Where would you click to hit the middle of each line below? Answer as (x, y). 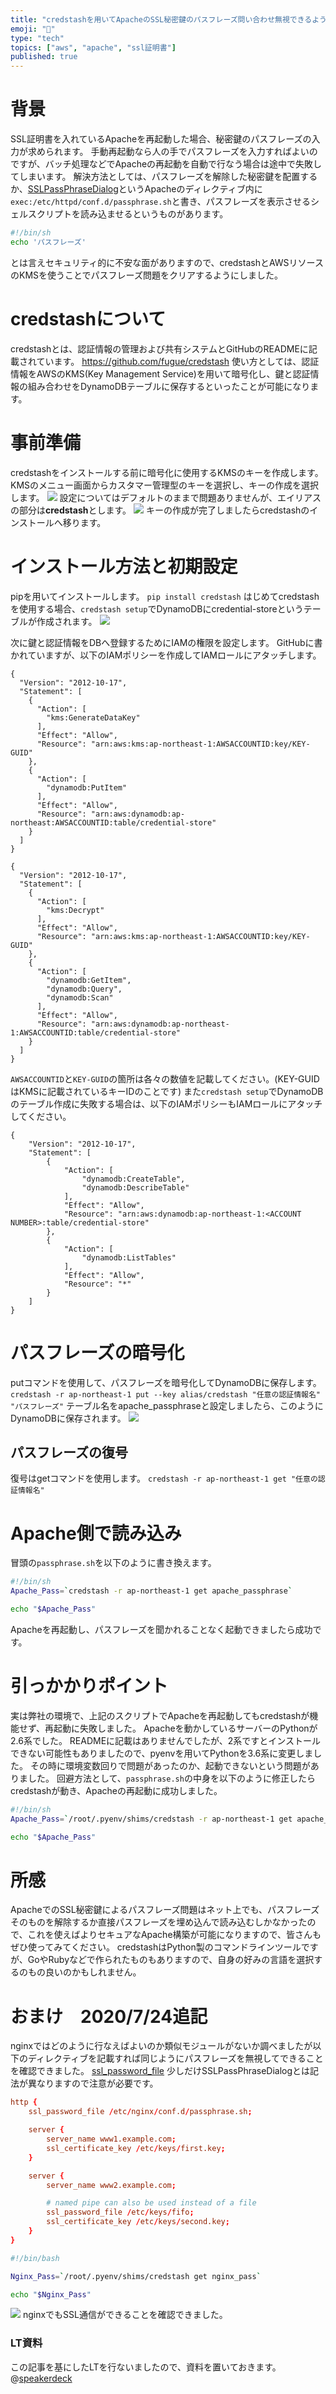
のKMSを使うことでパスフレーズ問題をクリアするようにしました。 (146, 275)
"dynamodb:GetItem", (89, 980)
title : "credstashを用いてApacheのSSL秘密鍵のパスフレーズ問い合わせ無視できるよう (169, 19)
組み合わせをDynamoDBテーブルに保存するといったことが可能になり (169, 386)
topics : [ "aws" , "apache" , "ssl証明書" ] (93, 47)
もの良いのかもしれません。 (84, 1972)
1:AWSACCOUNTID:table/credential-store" (96, 1032)
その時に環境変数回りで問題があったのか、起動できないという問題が (170, 1765)
